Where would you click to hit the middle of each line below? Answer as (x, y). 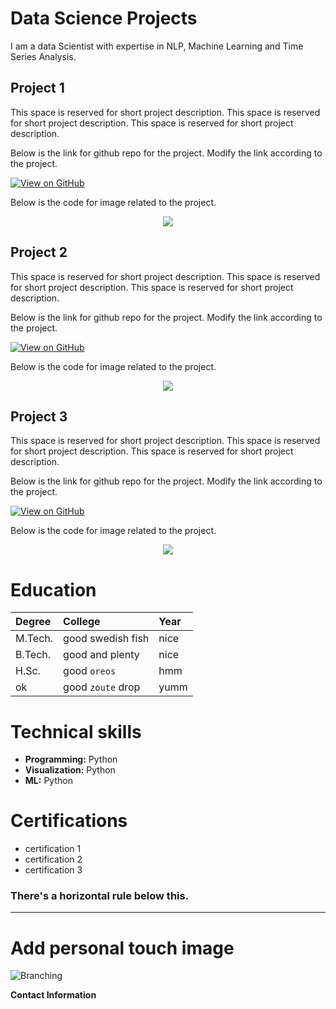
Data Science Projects (104, 18)
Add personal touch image (122, 948)
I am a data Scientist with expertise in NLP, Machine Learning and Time (157, 46)
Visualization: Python (70, 770)
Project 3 (39, 416)
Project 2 (39, 252)
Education (53, 589)
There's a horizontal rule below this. (100, 896)
